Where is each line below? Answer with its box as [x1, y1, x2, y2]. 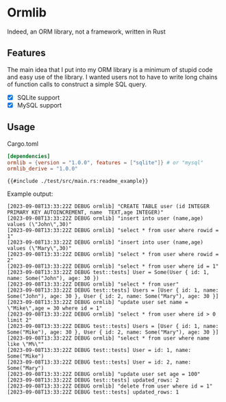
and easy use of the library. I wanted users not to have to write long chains [7, 73, 218, 81]
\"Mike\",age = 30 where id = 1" [7, 305, 103, 312]
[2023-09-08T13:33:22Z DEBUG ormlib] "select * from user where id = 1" [7, 263, 219, 270]
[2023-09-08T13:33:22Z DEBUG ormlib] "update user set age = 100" [7, 371, 201, 378]
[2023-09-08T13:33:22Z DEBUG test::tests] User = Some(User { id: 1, [7, 269, 210, 276]
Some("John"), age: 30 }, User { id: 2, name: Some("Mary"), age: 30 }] [7, 293, 219, 300]
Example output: [7, 190, 53, 198]
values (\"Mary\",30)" [7, 245, 72, 252]
